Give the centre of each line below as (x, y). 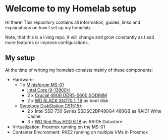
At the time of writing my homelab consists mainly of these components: (79, 70)
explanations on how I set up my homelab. (48, 27)
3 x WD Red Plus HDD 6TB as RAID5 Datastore (75, 121)
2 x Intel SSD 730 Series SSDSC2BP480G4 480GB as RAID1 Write (94, 111)
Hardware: (23, 79)
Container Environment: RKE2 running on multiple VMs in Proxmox (80, 132)
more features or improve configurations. (47, 42)
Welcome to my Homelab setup (71, 9)
